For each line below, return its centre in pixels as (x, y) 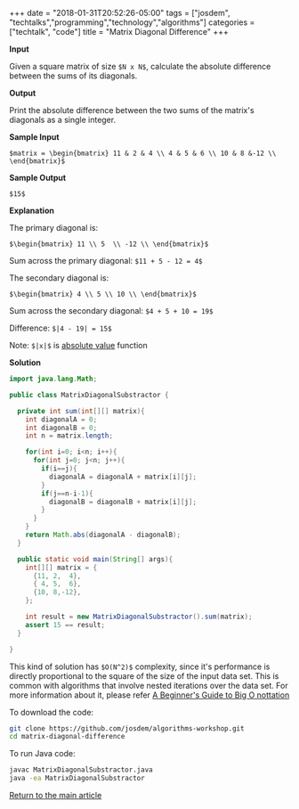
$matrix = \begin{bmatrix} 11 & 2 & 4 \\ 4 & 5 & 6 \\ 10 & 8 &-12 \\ (143, 153)
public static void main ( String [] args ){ (95, 559)
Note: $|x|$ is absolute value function (79, 345)
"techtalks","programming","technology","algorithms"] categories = (132, 22)
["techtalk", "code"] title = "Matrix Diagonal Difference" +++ (119, 32)
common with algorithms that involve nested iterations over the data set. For (149, 685)
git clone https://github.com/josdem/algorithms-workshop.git (127, 728)
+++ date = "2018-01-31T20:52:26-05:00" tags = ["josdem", (120, 13)
